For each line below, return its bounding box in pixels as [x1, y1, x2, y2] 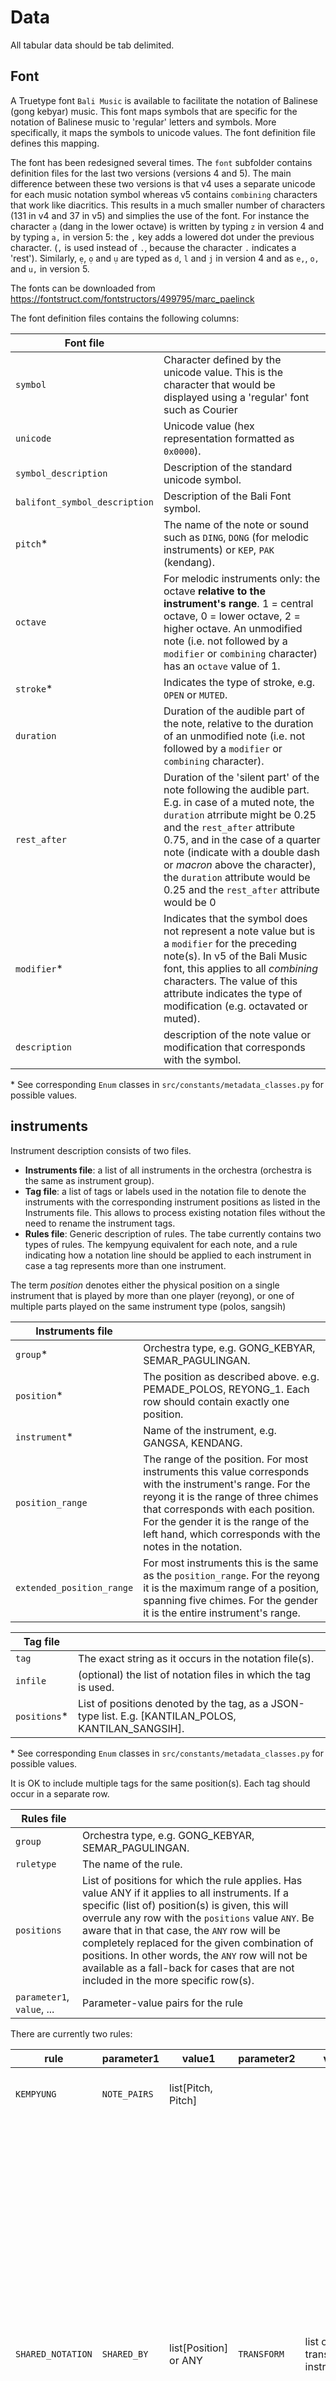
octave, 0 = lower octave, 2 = [163, 609, 301, 623]
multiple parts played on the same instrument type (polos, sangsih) [10, 1300, 287, 1312]
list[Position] [169, 2341, 229, 2355]
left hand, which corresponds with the [143, 1527, 321, 1541]
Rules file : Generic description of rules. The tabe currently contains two [24, 1227, 322, 1240]
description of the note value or [163, 1027, 312, 1041]
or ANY [169, 2353, 203, 2367]
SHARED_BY [101, 2348, 149, 2360]
